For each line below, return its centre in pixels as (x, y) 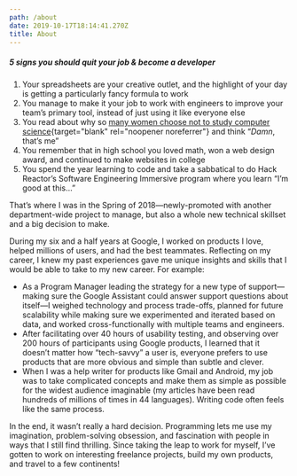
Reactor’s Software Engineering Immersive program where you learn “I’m (155, 179)
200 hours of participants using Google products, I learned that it (141, 343)
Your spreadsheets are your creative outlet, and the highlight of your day (155, 84)
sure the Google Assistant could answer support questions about (170, 296)
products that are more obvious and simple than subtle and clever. (143, 362)
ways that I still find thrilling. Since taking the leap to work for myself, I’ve (142, 445)
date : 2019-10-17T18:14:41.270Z (69, 26)
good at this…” (49, 188)
